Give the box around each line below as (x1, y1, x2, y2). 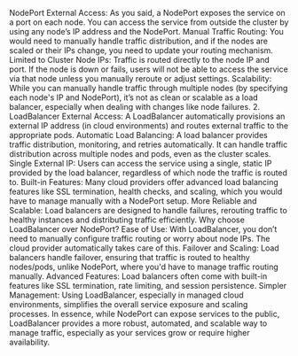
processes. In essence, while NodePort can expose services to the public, (9, 309, 280, 319)
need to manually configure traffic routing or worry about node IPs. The (9, 234, 271, 244)
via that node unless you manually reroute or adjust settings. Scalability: (9, 74, 272, 83)
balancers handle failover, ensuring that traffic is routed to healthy (9, 252, 250, 262)
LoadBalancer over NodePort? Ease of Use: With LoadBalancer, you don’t (9, 224, 278, 234)
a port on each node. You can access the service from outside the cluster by (9, 17, 289, 27)
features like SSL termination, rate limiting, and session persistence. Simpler (9, 281, 286, 290)
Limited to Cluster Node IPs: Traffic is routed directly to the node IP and (9, 55, 271, 65)
